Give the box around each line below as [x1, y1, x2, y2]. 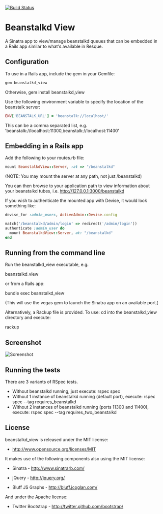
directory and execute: [5, 315, 51, 321]
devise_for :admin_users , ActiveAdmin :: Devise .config [5, 212, 118, 218]
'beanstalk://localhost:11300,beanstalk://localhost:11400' [5, 128, 119, 133]
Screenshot [5, 338, 42, 347]
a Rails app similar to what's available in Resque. [5, 43, 103, 49]
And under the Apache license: [5, 494, 68, 500]
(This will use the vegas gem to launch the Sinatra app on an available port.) [5, 300, 159, 306]
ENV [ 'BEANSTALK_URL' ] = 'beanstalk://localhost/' [5, 113, 109, 118]
